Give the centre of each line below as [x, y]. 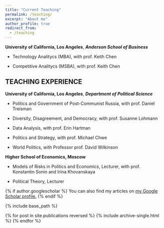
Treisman [22, 109]
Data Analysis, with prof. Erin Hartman [51, 128]
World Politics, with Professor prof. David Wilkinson [65, 147]
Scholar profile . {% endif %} [34, 196]
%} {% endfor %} [23, 221]
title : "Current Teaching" [33, 10]
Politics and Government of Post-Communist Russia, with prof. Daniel [83, 103]
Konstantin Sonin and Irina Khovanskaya [54, 171]
